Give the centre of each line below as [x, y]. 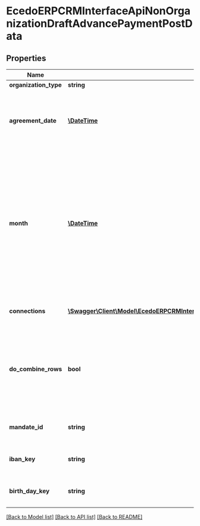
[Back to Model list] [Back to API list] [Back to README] [74, 517]
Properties [26, 58]
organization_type [36, 85]
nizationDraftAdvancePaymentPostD [99, 24]
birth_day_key [29, 491]
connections [27, 311]
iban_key [22, 459]
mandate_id [26, 427]
